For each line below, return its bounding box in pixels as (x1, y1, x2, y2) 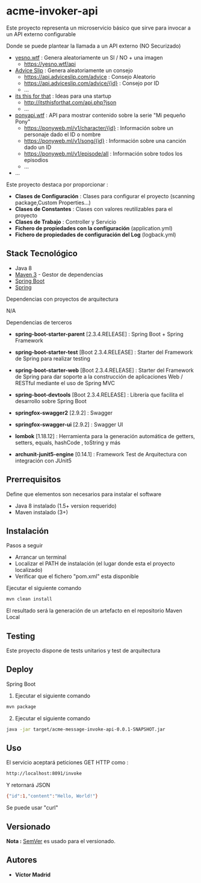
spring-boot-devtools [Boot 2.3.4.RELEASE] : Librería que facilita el (14, 391, 184, 398)
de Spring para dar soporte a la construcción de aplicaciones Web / (14, 372, 184, 380)
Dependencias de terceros (6, 318, 72, 326)
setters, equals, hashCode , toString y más (14, 439, 121, 446)
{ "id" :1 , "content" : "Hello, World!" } (6, 793, 98, 799)
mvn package (6, 703, 36, 709)
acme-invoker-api (6, 4, 98, 18)
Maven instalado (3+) (14, 508, 68, 516)
